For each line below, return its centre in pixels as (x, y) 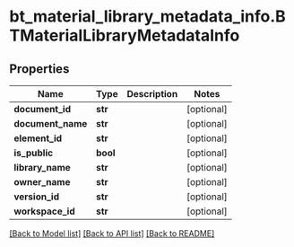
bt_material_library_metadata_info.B (148, 17)
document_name (51, 123)
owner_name (42, 182)
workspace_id (44, 211)
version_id (37, 197)
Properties (39, 69)
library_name (43, 168)
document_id (43, 109)
